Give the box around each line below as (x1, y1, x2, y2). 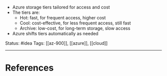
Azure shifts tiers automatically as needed (12, 31, 98, 36)
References (5, 62, 54, 74)
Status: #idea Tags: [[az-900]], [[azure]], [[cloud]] (5, 40, 108, 46)
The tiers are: (12, 9, 40, 15)
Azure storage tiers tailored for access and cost (12, 4, 110, 10)
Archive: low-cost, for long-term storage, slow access (19, 25, 131, 31)
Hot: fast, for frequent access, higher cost (19, 15, 106, 20)
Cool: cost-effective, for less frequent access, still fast (19, 20, 131, 26)
